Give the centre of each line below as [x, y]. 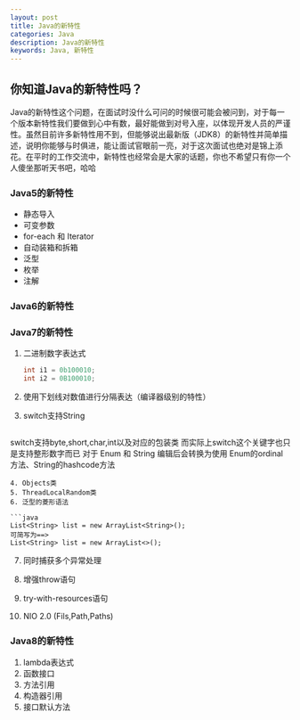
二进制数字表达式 [54, 354]
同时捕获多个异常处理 [62, 560]
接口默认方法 [46, 707]
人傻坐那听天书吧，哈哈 [53, 168]
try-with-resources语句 [65, 599]
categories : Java [42, 34]
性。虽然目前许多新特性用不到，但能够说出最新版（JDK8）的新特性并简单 [145, 134]
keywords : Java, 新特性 [52, 51]
